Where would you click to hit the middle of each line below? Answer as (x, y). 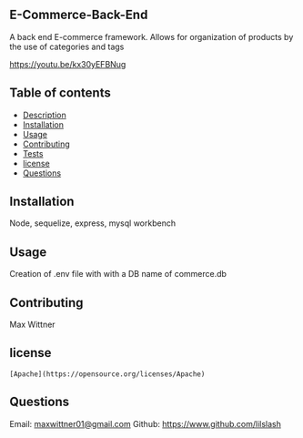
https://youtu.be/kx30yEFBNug (68, 64)
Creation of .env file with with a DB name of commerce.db (118, 274)
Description (44, 115)
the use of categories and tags (67, 46)
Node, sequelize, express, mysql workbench (92, 223)
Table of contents (60, 93)
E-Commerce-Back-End (79, 15)
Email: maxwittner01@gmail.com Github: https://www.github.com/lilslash (146, 423)
